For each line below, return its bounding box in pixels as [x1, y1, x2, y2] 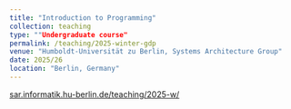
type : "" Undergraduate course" [9, 30, 128, 39]
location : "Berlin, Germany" [9, 64, 120, 74]
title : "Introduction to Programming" [9, 13, 156, 23]
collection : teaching [9, 22, 92, 31]
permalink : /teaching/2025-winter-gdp [9, 38, 156, 48]
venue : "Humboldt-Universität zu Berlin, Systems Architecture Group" [9, 47, 283, 56]
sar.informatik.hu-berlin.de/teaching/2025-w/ [9, 88, 180, 100]
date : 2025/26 [9, 55, 64, 64]
